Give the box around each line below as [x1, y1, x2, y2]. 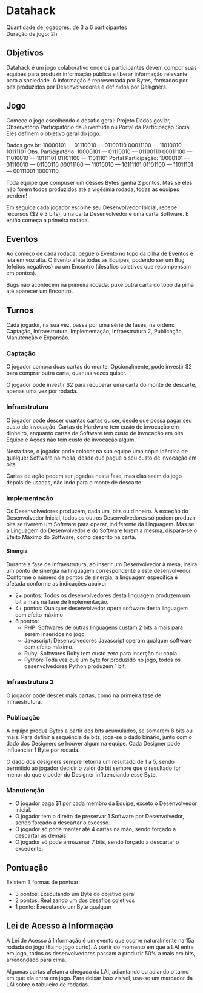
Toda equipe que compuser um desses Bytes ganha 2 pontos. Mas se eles [6, 179, 193, 186]
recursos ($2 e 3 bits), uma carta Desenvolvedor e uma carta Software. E [6, 210, 189, 217]
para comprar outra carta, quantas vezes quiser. [6, 369, 127, 376]
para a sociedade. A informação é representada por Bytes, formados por [6, 76, 188, 84]
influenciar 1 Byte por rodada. [6, 746, 80, 754]
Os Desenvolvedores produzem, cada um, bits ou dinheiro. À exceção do [6, 507, 189, 515]
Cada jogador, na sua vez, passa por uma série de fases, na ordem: [6, 321, 175, 329]
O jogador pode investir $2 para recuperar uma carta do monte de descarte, [6, 381, 197, 389]
